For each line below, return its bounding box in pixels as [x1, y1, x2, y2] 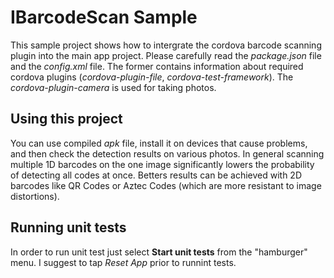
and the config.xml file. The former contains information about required [10, 60, 304, 72]
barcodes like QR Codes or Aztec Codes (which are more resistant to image [10, 179, 322, 191]
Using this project [10, 111, 123, 128]
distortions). [10, 190, 60, 202]
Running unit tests [10, 219, 127, 236]
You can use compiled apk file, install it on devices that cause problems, [10, 137, 308, 149]
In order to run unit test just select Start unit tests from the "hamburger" [10, 246, 308, 258]
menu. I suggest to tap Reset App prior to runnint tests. [10, 256, 237, 268]
